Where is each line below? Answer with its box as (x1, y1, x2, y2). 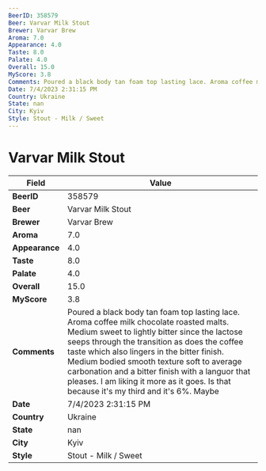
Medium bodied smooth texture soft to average (66, 355, 242, 367)
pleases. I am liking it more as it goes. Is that (66, 375, 231, 386)
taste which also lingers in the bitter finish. (66, 346, 224, 357)
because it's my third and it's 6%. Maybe (66, 386, 219, 397)
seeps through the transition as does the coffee (66, 336, 244, 347)
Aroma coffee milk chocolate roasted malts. (66, 316, 230, 327)
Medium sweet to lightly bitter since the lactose (66, 326, 243, 337)
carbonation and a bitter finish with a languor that (66, 366, 251, 377)
